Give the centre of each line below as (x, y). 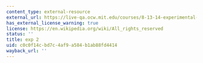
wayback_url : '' (27, 51)
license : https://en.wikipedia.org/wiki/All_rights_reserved (85, 28)
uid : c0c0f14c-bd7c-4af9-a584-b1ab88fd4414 (62, 46)
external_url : (24, 17)
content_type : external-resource (48, 12)
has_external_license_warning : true (52, 23)
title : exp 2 (23, 40)
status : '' (20, 34)
